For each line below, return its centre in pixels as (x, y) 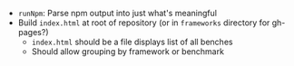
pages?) (33, 32)
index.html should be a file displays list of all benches (132, 42)
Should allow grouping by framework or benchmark (128, 52)
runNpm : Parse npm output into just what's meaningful (118, 13)
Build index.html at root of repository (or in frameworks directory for (144, 23)
